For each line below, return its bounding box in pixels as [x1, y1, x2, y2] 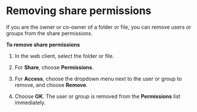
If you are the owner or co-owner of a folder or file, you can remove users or [6, 23, 192, 30]
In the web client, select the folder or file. [14, 52, 115, 59]
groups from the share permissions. [6, 29, 93, 36]
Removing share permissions [6, 4, 152, 18]
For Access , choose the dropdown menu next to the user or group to [14, 75, 182, 82]
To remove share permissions [6, 41, 81, 48]
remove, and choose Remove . [14, 81, 88, 89]
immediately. [14, 99, 46, 106]
